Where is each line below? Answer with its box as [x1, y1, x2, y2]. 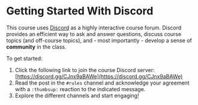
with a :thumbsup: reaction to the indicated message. [14, 85, 146, 92]
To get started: [6, 55, 43, 62]
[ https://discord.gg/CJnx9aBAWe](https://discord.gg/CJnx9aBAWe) [14, 73, 183, 80]
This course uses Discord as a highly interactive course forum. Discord [6, 24, 182, 31]
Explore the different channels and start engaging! [14, 92, 139, 99]
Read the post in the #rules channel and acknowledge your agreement [14, 79, 190, 86]
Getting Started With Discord [6, 4, 154, 18]
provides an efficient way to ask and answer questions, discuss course [6, 30, 182, 37]
